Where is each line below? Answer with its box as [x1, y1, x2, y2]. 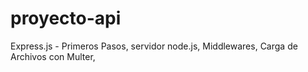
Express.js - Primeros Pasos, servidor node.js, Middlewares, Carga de [10, 40, 298, 52]
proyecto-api [10, 7, 122, 30]
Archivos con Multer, [10, 50, 96, 62]
